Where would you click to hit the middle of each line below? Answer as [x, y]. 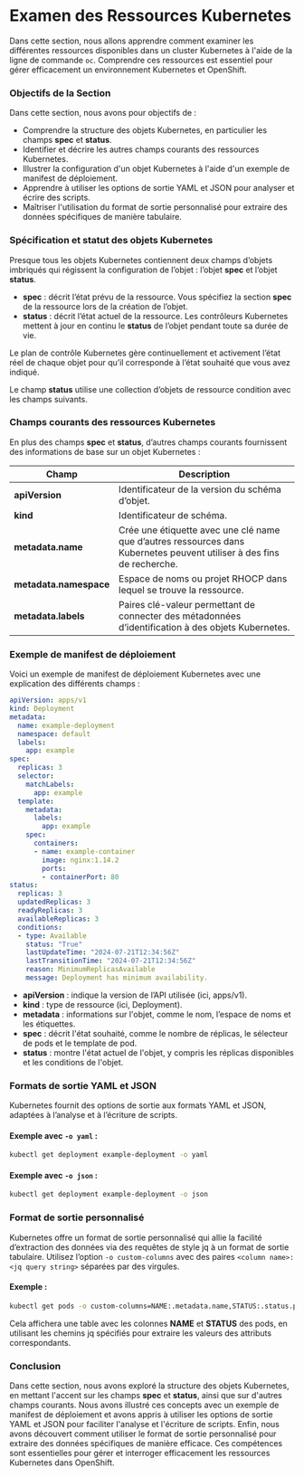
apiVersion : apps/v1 [48, 701]
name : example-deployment [66, 725]
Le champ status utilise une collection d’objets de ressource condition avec [150, 389]
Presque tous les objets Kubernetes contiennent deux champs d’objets [141, 260]
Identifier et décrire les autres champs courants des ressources [141, 149]
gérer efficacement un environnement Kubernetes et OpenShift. [128, 70]
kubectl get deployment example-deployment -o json [109, 1195]
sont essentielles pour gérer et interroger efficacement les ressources [140, 1453]
